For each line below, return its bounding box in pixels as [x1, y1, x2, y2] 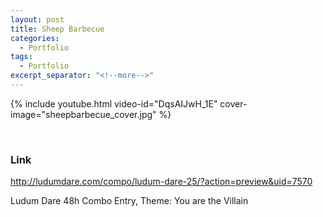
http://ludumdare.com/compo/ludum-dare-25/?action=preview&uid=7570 [10, 176, 313, 188]
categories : [10, 33, 60, 43]
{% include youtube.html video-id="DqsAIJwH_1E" [10, 97, 218, 110]
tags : [10, 52, 33, 62]
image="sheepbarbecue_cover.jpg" [10, 108, 157, 120]
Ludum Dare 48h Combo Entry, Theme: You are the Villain [10, 195, 249, 207]
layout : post [10, 14, 65, 25]
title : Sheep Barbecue [10, 24, 105, 34]
